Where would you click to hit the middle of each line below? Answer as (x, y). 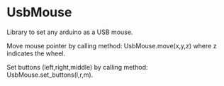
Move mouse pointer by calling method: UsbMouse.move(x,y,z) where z (112, 45)
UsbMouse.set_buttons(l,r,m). (50, 75)
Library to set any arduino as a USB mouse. (70, 32)
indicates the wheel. (36, 53)
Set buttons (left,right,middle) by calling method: (77, 67)
